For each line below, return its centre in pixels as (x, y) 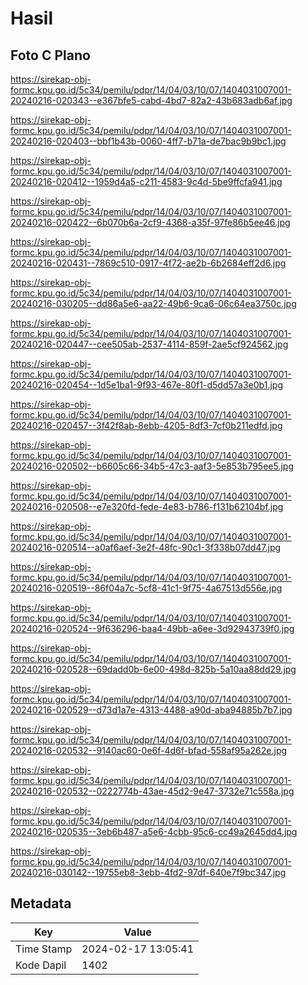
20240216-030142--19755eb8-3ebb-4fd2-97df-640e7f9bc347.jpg (148, 872)
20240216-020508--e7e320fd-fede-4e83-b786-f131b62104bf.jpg (147, 506)
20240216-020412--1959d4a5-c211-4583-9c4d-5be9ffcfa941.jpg (146, 181)
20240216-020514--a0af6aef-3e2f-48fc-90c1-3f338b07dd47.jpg (146, 547)
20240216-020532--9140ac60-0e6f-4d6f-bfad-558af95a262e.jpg (149, 750)
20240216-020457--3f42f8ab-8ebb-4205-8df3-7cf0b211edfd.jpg (146, 425)
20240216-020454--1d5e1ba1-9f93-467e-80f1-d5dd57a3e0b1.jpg (146, 385)
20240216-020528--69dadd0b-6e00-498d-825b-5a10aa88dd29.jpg (153, 669)
